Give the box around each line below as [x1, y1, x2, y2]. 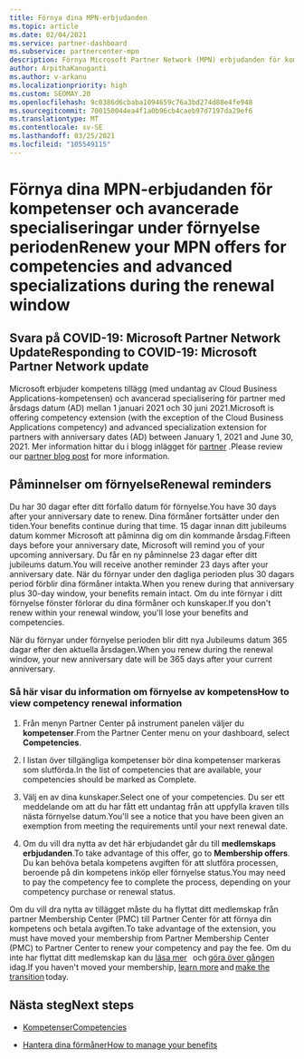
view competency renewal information [9, 697, 183, 710]
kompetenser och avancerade [9, 198, 240, 219]
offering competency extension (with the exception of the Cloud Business [9, 412, 284, 423]
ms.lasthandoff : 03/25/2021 [9, 132, 116, 141]
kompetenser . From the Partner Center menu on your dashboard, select [22, 727, 290, 738]
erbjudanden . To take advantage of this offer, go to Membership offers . [22, 848, 290, 858]
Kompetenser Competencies [22, 1022, 128, 1033]
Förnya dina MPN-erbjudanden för [9, 179, 273, 200]
